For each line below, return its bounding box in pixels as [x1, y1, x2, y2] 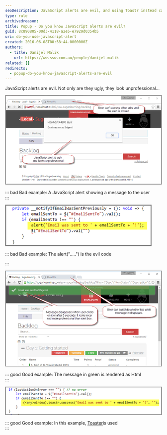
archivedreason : [5, 18, 39, 23]
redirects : [5, 66, 28, 71]
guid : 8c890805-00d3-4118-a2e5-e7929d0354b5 [5, 29, 99, 34]
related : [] [5, 60, 30, 66]
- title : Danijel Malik [9, 50, 59, 55]
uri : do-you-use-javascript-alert [5, 34, 77, 39]
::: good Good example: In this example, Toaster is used [5, 420, 118, 426]
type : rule [5, 13, 28, 18]
